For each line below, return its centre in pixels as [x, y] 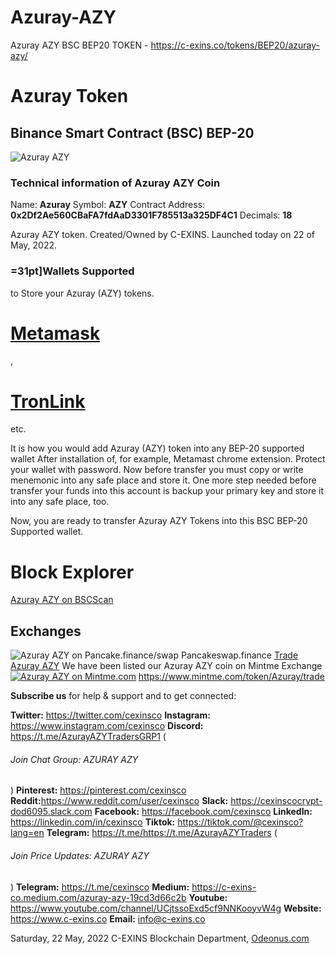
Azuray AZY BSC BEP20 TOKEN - [79, 45]
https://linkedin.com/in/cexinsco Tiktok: [93, 822]
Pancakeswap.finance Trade [239, 655]
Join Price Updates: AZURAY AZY [80, 855]
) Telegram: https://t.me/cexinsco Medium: [100, 887]
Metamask [55, 333]
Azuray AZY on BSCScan [62, 600]
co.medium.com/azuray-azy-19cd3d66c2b [98, 897]
